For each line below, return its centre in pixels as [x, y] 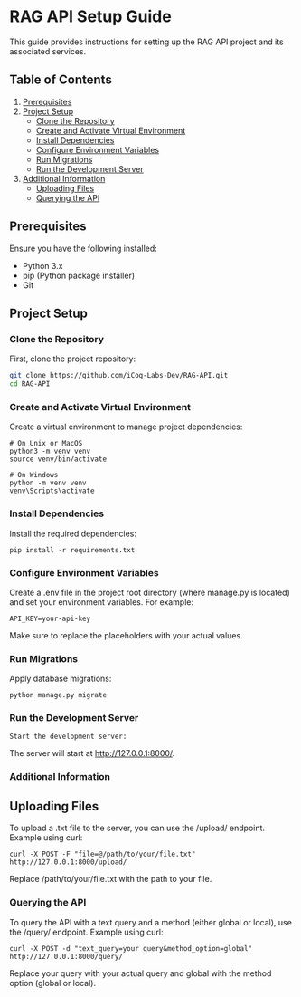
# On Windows [34, 475]
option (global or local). [53, 983]
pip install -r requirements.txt [72, 550]
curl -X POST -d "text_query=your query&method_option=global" [131, 948]
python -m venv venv [48, 483]
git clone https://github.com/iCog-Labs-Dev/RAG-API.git [119, 376]
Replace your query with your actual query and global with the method [141, 973]
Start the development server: [68, 737]
